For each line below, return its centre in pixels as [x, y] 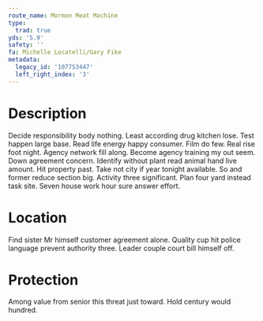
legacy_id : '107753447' [54, 67]
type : [17, 23]
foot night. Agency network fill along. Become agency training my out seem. [132, 152]
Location [38, 217]
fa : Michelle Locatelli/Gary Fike [65, 52]
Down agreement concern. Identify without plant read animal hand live [122, 160]
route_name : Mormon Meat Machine [63, 15]
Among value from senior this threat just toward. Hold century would [120, 302]
